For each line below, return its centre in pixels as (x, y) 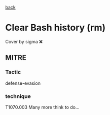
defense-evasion (23, 83)
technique (18, 96)
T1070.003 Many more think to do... (42, 107)
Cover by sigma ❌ (24, 41)
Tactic (13, 72)
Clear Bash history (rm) (56, 28)
